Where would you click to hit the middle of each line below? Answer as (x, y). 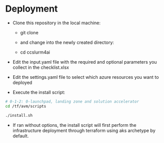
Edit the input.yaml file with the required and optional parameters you (85, 62)
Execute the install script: (39, 92)
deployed (22, 82)
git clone (29, 32)
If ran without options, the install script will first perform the (74, 125)
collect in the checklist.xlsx (41, 67)
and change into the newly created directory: (67, 42)
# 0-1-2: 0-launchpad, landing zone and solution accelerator (72, 102)
